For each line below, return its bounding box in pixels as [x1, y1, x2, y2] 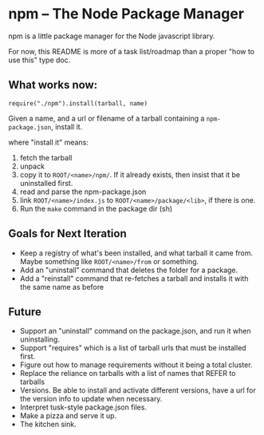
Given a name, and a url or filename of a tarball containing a [8, 113, 205, 123]
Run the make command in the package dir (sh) [19, 204, 173, 213]
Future [8, 305, 42, 318]
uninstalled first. [19, 178, 73, 188]
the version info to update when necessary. [19, 394, 163, 404]
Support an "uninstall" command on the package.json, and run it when [19, 326, 251, 336]
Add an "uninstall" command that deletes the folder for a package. [19, 265, 238, 275]
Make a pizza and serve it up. [19, 411, 117, 421]
